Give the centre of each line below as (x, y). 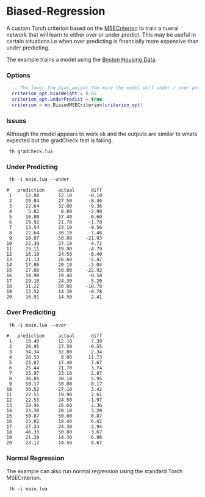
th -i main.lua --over (38, 325)
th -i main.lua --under (39, 180)
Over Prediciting (31, 313)
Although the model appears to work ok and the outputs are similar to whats (102, 134)
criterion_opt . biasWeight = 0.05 (54, 94)
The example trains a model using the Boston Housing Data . (82, 59)
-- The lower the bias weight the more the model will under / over (101, 88)
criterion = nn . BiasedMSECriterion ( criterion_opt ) (77, 105)
